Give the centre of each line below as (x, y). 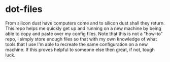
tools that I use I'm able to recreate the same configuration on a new (77, 44)
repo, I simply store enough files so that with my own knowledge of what (81, 39)
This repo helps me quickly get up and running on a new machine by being (83, 28)
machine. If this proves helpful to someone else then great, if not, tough (80, 49)
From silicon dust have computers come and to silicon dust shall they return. (85, 23)
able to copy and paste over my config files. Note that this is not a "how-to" (84, 33)
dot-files (24, 9)
